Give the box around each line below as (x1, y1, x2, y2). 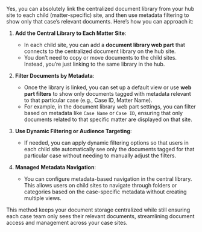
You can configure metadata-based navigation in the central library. (24, 175, 192, 183)
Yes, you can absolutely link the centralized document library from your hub (6, 5, 195, 12)
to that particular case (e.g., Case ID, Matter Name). (24, 96, 153, 104)
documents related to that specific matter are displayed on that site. (24, 116, 192, 123)
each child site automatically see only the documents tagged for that (24, 146, 195, 152)
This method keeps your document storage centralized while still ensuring (6, 206, 191, 213)
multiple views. (24, 195, 62, 201)
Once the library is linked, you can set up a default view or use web (24, 84, 192, 91)
